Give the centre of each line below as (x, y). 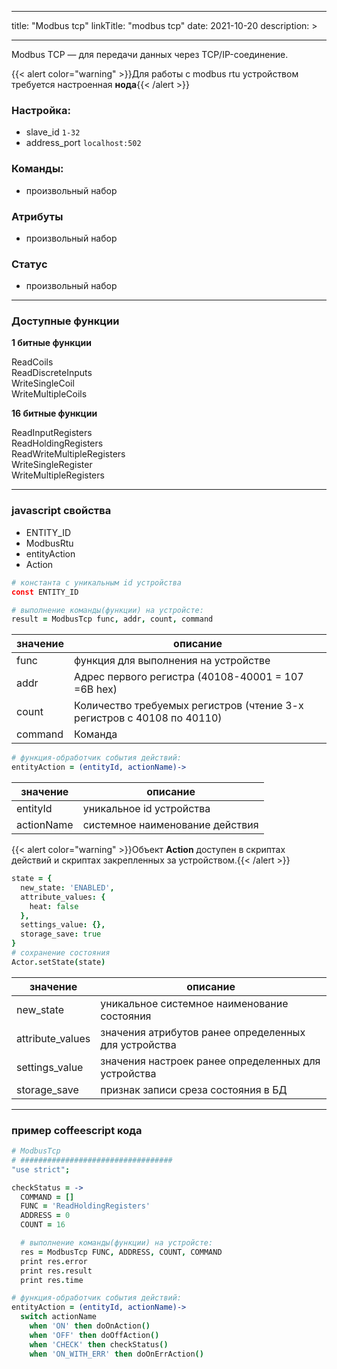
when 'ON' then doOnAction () (90, 1326)
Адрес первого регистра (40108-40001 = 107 (189, 677)
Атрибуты (37, 216)
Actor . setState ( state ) (58, 962)
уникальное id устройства (146, 809)
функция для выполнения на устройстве (172, 661)
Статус (29, 264)
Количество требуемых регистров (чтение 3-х (189, 706)
